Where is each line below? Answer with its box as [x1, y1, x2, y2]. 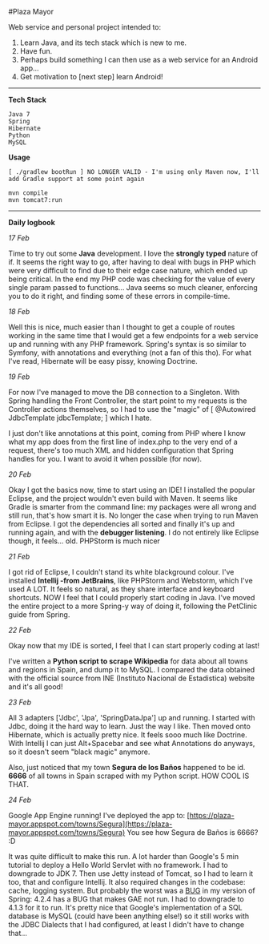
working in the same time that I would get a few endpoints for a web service [8, 331, 259, 340]
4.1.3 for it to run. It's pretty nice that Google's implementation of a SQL [8, 903, 243, 912]
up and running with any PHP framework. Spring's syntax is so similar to [8, 340, 247, 349]
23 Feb [8, 697, 32, 707]
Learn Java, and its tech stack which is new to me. [19, 38, 187, 47]
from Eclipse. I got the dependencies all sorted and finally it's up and [8, 519, 235, 528]
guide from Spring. [8, 610, 70, 619]
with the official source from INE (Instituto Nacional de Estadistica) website [8, 673, 255, 683]
